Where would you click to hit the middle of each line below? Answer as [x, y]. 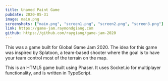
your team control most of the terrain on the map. [57, 58]
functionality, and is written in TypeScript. [48, 73]
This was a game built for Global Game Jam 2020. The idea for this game [81, 47]
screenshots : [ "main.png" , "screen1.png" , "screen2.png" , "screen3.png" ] [85, 24]
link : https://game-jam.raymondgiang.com [49, 28]
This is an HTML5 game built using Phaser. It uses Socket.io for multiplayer [83, 67]
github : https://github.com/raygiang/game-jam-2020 [61, 33]
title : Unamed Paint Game [32, 10]
